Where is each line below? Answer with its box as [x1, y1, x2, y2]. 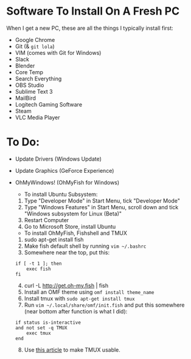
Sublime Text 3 [15, 88, 53, 95]
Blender [15, 62, 35, 69]
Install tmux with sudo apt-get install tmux [24, 295, 135, 302]
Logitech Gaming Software [15, 100, 83, 108]
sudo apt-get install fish [24, 235, 84, 243]
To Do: [6, 135, 40, 149]
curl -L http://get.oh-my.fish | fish [24, 282, 108, 289]
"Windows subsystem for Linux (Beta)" [24, 210, 122, 217]
